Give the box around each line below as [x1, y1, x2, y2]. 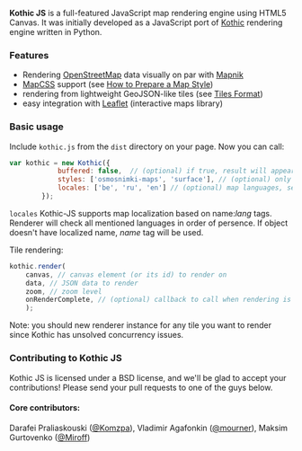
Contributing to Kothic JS [9, 352, 123, 365]
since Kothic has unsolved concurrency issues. [9, 330, 184, 340]
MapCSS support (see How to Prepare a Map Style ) [22, 79, 214, 90]
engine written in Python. [9, 27, 102, 37]
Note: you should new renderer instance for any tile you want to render [9, 320, 272, 331]
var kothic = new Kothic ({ [9, 158, 111, 167]
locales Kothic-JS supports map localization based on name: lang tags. [9, 208, 272, 218]
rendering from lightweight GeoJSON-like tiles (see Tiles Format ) [22, 89, 263, 100]
